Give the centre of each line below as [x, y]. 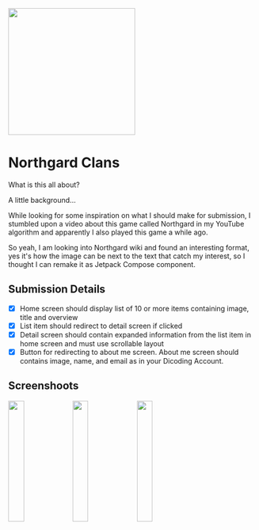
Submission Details [57, 290]
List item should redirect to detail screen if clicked [101, 326]
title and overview [49, 317]
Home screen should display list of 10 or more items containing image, [134, 308]
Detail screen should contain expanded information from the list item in [135, 334]
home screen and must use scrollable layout [92, 343]
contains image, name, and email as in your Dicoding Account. [122, 361]
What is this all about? [44, 185]
